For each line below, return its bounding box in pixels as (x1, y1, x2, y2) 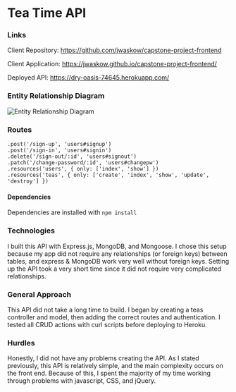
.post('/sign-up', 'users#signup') (7, 141, 112, 148)
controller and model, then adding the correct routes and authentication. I (7, 312, 221, 321)
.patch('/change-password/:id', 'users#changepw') (7, 159, 159, 166)
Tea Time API (7, 5, 87, 21)
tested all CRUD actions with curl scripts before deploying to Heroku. (7, 320, 208, 329)
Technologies (7, 226, 55, 235)
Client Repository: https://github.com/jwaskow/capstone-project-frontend (7, 46, 222, 54)
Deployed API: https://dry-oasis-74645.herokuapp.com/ (7, 73, 170, 82)
